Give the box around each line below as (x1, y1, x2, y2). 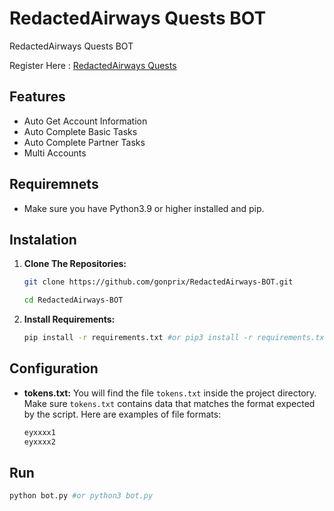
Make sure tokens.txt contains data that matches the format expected (23, 397, 316, 409)
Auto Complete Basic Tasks (23, 125, 138, 137)
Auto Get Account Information (23, 115, 148, 127)
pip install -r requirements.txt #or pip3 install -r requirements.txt (23, 333, 329, 343)
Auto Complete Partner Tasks (23, 136, 146, 148)
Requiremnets (9, 176, 99, 193)
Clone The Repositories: (23, 258, 127, 270)
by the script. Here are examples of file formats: (23, 408, 222, 420)
